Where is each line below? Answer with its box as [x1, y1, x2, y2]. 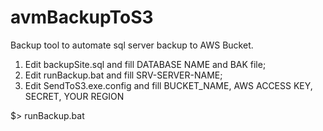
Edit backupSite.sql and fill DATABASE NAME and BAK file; [24, 58, 267, 70]
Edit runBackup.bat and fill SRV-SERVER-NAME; [24, 69, 223, 81]
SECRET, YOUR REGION [24, 90, 125, 102]
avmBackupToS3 [10, 6, 154, 29]
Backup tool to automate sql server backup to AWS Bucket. [10, 39, 254, 51]
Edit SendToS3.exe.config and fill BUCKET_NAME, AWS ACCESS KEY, [24, 79, 313, 91]
